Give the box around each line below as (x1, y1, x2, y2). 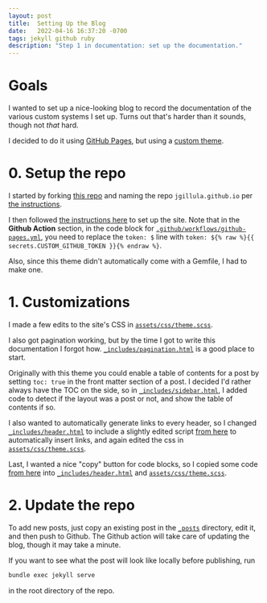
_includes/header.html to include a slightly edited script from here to (8, 426, 237, 436)
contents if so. (8, 402, 56, 412)
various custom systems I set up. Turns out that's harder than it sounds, (8, 112, 247, 122)
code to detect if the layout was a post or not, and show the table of (8, 393, 233, 403)
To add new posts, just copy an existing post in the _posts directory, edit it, (8, 522, 256, 532)
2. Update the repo (8, 497, 135, 514)
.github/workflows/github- (155, 225, 247, 233)
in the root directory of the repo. (8, 585, 115, 595)
